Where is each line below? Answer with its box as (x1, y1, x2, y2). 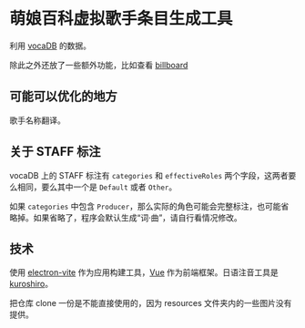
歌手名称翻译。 (9, 115, 66, 126)
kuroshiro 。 (9, 279, 53, 290)
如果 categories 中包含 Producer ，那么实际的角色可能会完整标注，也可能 (9, 200, 281, 211)
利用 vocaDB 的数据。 (9, 40, 92, 51)
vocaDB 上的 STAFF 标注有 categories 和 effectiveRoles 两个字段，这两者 (9, 169, 289, 180)
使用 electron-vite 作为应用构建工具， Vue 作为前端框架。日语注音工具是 (9, 267, 280, 278)
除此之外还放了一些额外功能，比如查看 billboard (9, 59, 188, 70)
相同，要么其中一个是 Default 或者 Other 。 (16, 181, 178, 192)
